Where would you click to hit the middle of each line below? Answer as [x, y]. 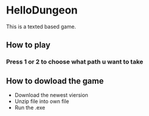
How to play [28, 45]
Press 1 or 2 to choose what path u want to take [75, 62]
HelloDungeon [42, 10]
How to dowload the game [55, 81]
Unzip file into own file [42, 101]
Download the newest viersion [51, 95]
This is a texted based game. [41, 26]
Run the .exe [30, 108]
